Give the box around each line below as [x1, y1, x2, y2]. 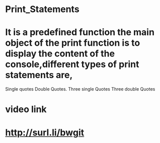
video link [5, 104, 47, 115]
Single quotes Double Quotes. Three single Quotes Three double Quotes [5, 86, 155, 92]
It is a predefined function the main [5, 27, 155, 38]
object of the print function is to [5, 37, 140, 49]
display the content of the [5, 48, 115, 59]
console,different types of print [5, 59, 139, 70]
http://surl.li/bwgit [5, 127, 85, 138]
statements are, [5, 69, 73, 81]
